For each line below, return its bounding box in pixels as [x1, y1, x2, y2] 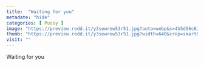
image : [6, 25, 23, 32]
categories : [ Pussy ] [6, 20, 64, 26]
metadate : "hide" [6, 14, 50, 20]
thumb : [6, 31, 23, 37]
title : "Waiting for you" [6, 8, 75, 15]
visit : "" [6, 37, 32, 43]
